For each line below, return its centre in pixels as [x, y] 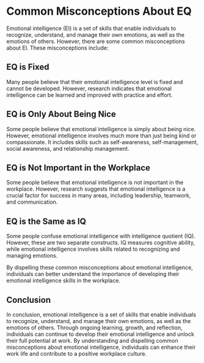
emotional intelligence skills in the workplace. [64, 281]
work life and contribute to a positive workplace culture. [77, 353]
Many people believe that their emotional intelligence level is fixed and [95, 82]
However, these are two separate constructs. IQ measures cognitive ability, [101, 243]
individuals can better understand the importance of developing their [93, 274]
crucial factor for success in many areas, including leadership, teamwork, [99, 196]
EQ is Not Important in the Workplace [78, 168]
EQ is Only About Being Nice [61, 114]
